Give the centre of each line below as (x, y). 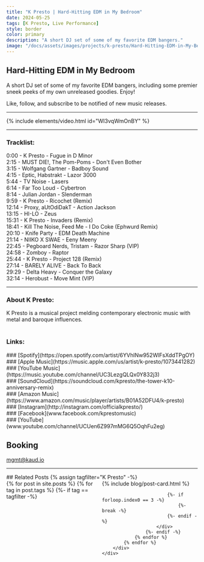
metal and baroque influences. (45, 319)
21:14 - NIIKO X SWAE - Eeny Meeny (52, 239)
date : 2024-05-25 (28, 18)
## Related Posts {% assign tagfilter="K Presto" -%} (72, 477)
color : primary (25, 35)
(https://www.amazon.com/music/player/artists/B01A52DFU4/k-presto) (95, 400)
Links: (15, 342)
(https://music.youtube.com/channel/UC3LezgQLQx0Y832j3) (83, 374)
